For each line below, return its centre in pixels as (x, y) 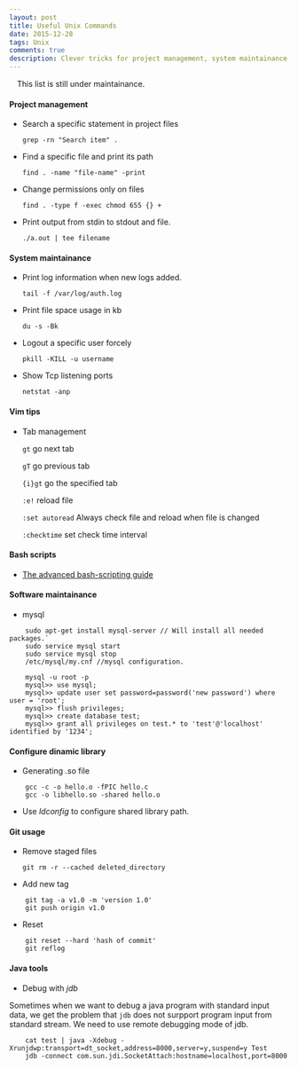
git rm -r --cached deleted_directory (94, 868)
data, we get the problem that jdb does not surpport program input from (141, 1014)
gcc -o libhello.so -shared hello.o (93, 795)
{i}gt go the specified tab (70, 483)
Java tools (29, 969)
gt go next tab (48, 448)
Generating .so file (56, 771)
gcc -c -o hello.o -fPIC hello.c (87, 787)
